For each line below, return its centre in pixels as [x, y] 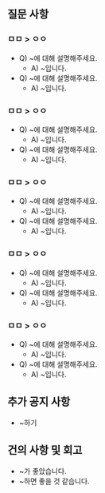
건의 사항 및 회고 [45, 450]
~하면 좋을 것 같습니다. [54, 481]
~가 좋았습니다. [43, 471]
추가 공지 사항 [39, 402]
